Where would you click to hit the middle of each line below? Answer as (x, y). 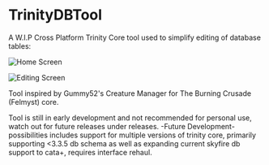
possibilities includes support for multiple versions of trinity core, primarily (132, 135)
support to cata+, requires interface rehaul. (80, 152)
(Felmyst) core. (34, 102)
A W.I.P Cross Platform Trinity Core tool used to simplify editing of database (135, 37)
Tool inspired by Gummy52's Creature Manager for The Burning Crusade (130, 93)
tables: (20, 46)
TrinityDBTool (56, 15)
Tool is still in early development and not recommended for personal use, (130, 117)
